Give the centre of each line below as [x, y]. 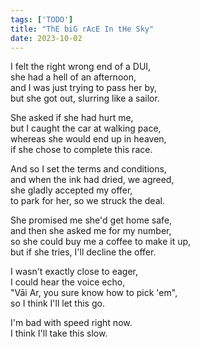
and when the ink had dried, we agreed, [92, 180]
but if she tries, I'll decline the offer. [83, 252]
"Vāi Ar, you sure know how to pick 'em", [94, 293]
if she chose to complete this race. [81, 150]
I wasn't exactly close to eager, [74, 272]
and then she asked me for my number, [91, 231]
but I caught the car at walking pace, [86, 128]
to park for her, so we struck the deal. [87, 201]
